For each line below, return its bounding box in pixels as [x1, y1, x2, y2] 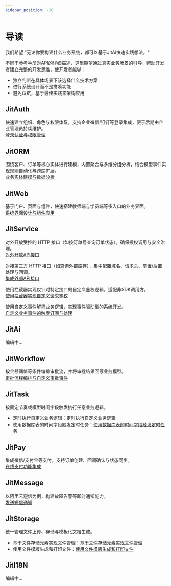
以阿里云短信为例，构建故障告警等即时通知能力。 [5, 493, 108, 499]
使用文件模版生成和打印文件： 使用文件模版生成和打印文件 [12, 546, 134, 552]
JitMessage [5, 479, 44, 487]
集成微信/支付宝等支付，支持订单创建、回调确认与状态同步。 [5, 457, 133, 463]
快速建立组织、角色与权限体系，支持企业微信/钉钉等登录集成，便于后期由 [5, 119, 159, 125]
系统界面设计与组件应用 [5, 210, 55, 216]
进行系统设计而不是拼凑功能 [12, 83, 71, 89]
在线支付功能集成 [5, 463, 41, 470]
